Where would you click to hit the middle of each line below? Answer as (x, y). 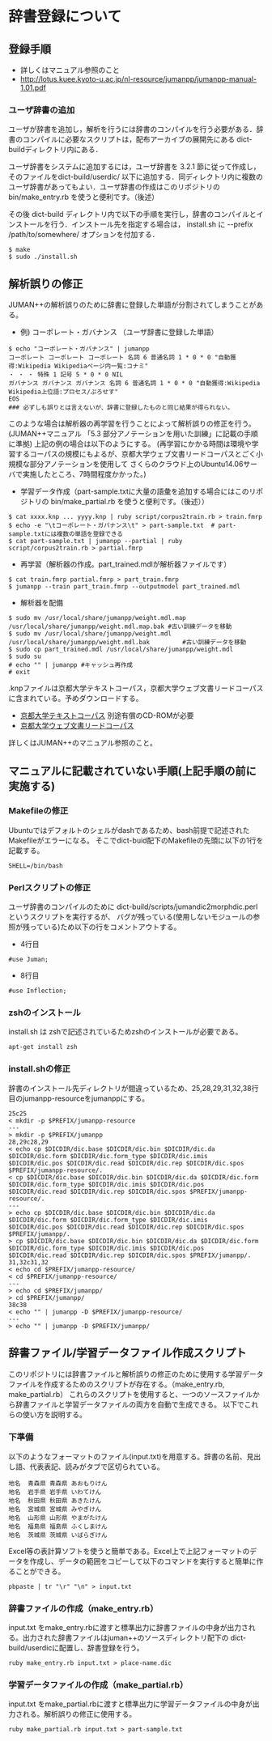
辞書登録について (65, 17)
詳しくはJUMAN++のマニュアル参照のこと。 (83, 743)
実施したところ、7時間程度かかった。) (85, 474)
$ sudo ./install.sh (43, 257)
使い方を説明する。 (54, 1414)
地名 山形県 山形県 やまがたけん (58, 1518)
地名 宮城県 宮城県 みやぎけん (55, 1509)
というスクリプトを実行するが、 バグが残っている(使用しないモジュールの (131, 917)
